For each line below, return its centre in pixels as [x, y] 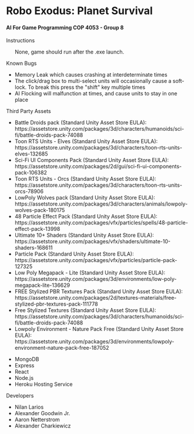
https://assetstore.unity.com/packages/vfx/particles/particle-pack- [96, 260]
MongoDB [27, 359]
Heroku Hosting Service [44, 385]
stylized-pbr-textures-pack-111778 [56, 304]
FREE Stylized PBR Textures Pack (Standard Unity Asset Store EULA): [99, 291]
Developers [20, 396]
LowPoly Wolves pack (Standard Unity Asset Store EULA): [85, 198]
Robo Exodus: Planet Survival [79, 11]
